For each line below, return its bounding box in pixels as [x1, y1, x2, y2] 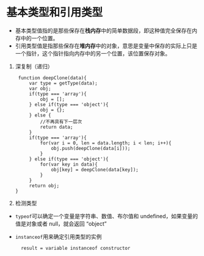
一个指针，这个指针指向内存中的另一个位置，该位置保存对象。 [15, 49, 171, 57]
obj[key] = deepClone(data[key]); [51, 166, 139, 172]
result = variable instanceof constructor [21, 245, 131, 251]
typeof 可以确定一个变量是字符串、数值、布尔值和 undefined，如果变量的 [15, 212, 199, 219]
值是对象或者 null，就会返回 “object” [15, 220, 107, 227]
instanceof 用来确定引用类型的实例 [15, 233, 102, 240]
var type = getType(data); [29, 80, 98, 86]
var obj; [29, 85, 51, 91]
